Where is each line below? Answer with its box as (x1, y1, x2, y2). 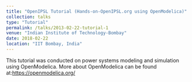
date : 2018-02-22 (6, 35, 49, 41)
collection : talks (6, 14, 51, 20)
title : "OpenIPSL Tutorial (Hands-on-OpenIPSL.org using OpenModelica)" (6, 8, 187, 15)
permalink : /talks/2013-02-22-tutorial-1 (6, 24, 109, 31)
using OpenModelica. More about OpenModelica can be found (6, 63, 157, 70)
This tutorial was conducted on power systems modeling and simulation (6, 56, 180, 64)
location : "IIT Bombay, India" (6, 41, 83, 47)
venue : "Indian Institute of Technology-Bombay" (6, 30, 127, 36)
